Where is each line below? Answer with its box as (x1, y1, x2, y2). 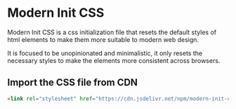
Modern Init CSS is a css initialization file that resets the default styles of (7, 28, 216, 36)
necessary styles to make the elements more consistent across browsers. (7, 56, 221, 64)
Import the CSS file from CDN (7, 77, 138, 89)
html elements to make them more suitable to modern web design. (7, 35, 199, 43)
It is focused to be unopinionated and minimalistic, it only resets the (7, 49, 202, 57)
